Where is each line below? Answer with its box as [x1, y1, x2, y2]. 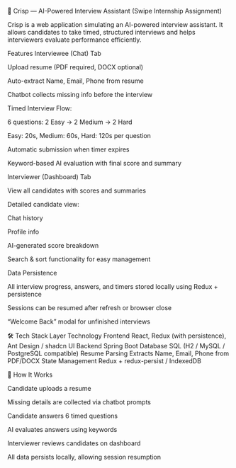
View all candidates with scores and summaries [7, 186, 147, 195]
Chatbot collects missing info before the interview [7, 91, 153, 98]
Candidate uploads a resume [7, 384, 91, 392]
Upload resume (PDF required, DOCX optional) [7, 63, 144, 71]
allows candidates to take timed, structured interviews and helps [7, 28, 196, 36]
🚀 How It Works [7, 370, 53, 379]
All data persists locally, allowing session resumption [7, 453, 162, 461]
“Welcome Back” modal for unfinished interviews [7, 317, 151, 326]
